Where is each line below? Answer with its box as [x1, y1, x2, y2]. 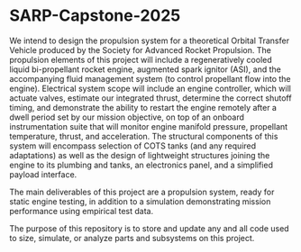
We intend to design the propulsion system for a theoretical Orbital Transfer [9, 35, 290, 46]
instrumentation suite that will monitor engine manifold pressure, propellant [9, 121, 288, 131]
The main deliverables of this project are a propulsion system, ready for [9, 186, 275, 197]
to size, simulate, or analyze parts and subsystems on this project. [9, 232, 255, 243]
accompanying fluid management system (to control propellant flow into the [9, 73, 291, 84]
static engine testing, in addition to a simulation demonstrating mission [9, 195, 271, 207]
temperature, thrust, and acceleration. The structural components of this [9, 130, 278, 141]
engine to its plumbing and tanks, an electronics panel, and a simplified [9, 159, 273, 170]
